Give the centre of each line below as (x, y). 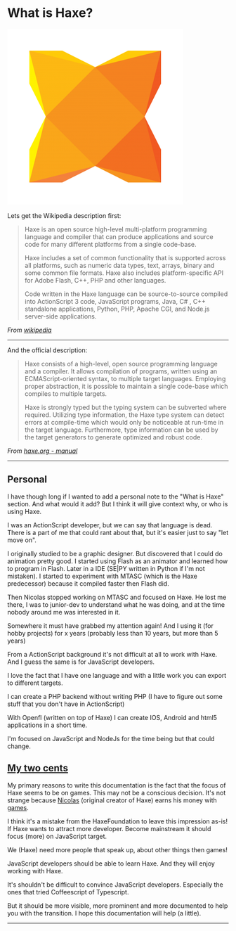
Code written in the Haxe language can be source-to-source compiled (126, 294)
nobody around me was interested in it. (64, 612)
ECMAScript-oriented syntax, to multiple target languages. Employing (125, 378)
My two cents (38, 768)
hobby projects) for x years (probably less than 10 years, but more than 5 (113, 633)
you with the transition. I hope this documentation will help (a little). (104, 913)
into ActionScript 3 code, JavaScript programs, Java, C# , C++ (115, 301)
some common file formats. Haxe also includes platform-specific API (124, 273)
